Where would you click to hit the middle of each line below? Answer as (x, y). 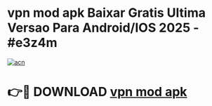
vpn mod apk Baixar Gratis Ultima (106, 13)
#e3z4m (32, 43)
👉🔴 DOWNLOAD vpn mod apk (97, 92)
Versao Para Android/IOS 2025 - (103, 28)
